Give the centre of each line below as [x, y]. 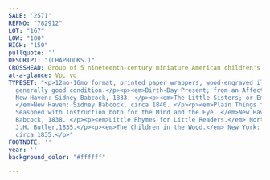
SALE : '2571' [30, 16]
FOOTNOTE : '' [30, 142]
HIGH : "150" [28, 46]
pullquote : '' [32, 53]
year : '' [23, 150]
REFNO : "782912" [35, 23]
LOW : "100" [27, 38]
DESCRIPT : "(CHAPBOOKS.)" [51, 61]
